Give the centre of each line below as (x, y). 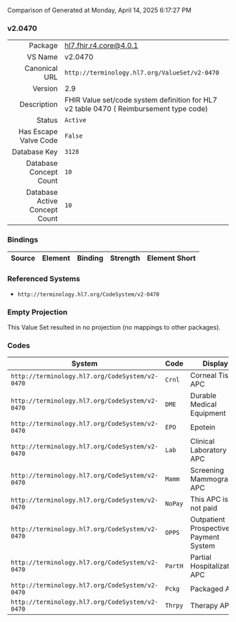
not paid (204, 508)
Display (215, 363)
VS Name (42, 57)
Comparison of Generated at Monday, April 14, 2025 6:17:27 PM (99, 10)
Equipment (208, 413)
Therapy (204, 606)
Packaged (206, 589)
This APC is (209, 500)
